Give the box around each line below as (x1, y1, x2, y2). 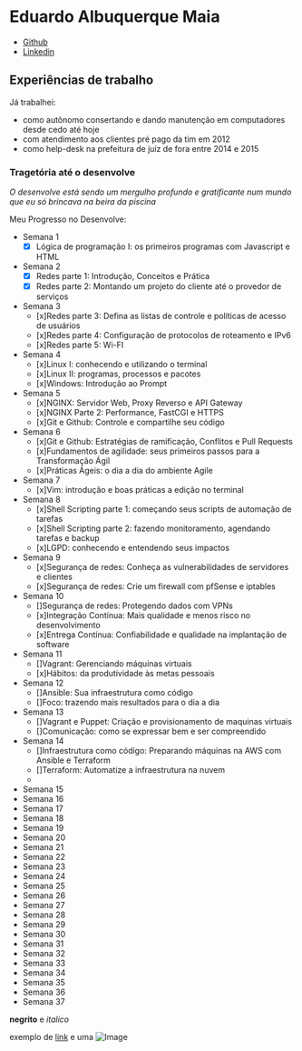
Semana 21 (22, 842, 64, 853)
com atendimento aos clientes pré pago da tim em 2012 (22, 134, 230, 145)
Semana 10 (22, 591, 64, 602)
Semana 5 (22, 388, 61, 399)
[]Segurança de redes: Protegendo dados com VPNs (35, 600, 233, 611)
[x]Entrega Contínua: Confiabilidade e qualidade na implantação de (35, 629, 287, 640)
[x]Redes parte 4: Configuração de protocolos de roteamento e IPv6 (35, 330, 292, 341)
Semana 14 (22, 736, 64, 746)
